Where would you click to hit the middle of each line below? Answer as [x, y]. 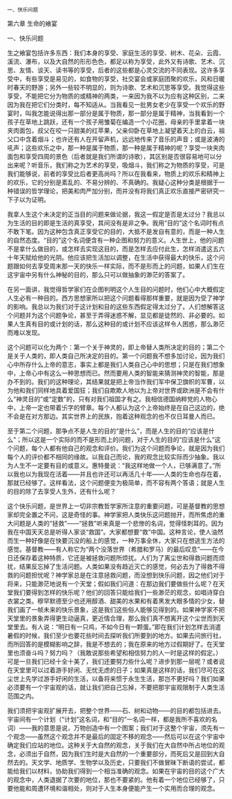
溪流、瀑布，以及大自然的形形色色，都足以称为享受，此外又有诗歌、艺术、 [113, 61]
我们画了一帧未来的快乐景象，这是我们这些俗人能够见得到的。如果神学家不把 [116, 609]
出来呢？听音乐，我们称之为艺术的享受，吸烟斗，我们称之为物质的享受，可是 [116, 165]
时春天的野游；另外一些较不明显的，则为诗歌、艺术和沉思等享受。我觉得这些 [116, 87]
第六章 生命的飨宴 [32, 23]
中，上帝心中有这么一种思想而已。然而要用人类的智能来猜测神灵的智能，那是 [116, 373]
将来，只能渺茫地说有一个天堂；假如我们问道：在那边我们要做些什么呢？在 [113, 584]
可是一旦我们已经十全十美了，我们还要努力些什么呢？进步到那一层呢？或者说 [116, 661]
